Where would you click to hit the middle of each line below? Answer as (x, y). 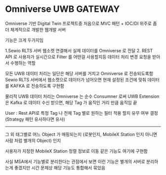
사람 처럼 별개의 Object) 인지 (33, 140)
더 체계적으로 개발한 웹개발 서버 (36, 29)
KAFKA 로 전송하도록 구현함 (37, 86)
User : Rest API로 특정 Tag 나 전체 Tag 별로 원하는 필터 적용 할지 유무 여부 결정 (82, 113)
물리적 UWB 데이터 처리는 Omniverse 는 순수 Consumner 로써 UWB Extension (82, 96)
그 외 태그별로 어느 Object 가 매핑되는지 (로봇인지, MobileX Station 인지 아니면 (81, 134)
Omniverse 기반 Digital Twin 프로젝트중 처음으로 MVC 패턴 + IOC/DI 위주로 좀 (81, 23)
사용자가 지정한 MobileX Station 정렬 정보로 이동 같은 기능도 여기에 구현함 (77, 151)
